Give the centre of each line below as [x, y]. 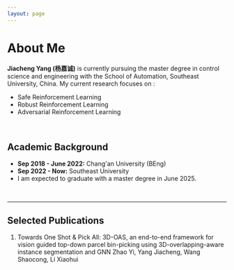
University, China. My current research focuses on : [81, 84]
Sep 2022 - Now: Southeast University [73, 171]
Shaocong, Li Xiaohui [48, 260]
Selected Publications [56, 220]
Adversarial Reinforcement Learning [69, 111]
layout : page [26, 14]
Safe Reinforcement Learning [59, 97]
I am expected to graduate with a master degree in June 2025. [107, 179]
